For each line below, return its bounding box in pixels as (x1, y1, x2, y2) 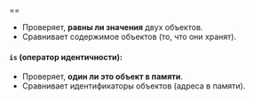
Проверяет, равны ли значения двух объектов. (21, 22, 203, 32)
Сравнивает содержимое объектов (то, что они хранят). (21, 32, 237, 42)
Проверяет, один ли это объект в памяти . (21, 72, 184, 82)
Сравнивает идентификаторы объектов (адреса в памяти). (21, 81, 246, 91)
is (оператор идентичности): (9, 51, 123, 62)
